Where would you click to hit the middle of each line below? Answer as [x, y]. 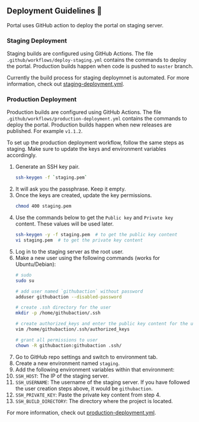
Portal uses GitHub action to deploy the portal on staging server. [85, 25]
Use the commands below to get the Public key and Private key [94, 218]
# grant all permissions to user [57, 340]
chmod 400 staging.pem [43, 206]
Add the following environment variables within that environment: [95, 369]
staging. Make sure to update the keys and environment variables [86, 149]
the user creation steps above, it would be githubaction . [84, 388]
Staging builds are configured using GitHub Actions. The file [80, 53]
